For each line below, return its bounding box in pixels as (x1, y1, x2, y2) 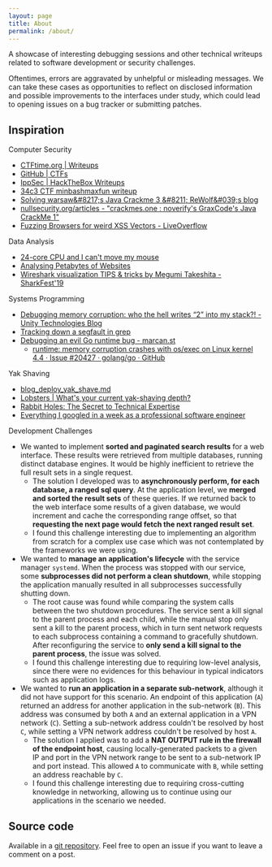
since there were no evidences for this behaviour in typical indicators (32, 666, 264, 676)
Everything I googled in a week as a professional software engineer (19, 410, 246, 420)
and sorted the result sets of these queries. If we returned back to (32, 493, 256, 504)
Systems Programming (8, 294, 85, 304)
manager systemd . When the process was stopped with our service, (19, 562, 246, 573)
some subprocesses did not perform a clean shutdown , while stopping (19, 571, 261, 581)
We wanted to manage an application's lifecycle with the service (19, 554, 240, 564)
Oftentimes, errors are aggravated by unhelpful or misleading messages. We (8, 74, 264, 84)
